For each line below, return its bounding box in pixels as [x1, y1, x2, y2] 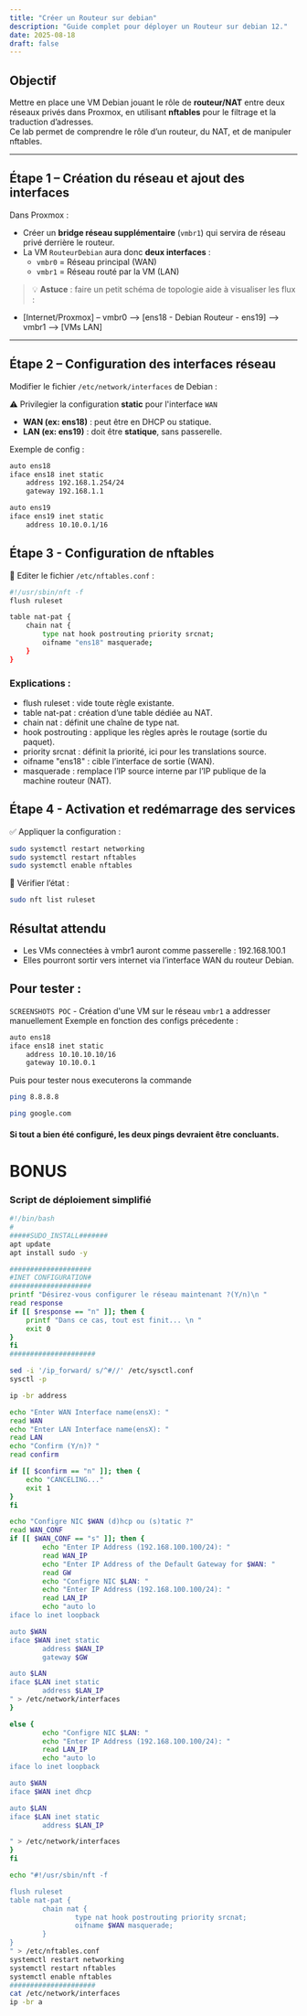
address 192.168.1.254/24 [26, 478, 125, 487]
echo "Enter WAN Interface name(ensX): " [9, 1407, 170, 1417]
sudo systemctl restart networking [9, 844, 145, 853]
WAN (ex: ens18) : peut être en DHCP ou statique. [22, 416, 212, 427]
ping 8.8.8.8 [9, 1093, 59, 1102]
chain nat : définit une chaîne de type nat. [22, 717, 180, 728]
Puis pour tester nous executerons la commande [9, 1075, 192, 1086]
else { [9, 1720, 35, 1729]
